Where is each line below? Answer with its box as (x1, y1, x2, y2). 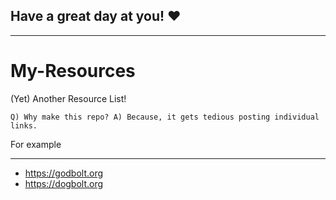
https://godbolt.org (24, 167, 104, 179)
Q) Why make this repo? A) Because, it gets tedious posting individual (10, 112, 320, 122)
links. (10, 120, 38, 131)
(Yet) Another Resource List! (10, 92, 127, 104)
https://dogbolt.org (24, 177, 104, 189)
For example (10, 138, 62, 150)
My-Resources (10, 60, 136, 82)
